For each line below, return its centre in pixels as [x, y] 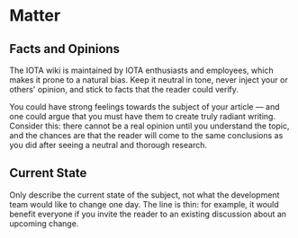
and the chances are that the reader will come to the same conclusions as [146, 135]
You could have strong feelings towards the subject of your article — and [145, 107]
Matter [35, 16]
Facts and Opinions [64, 49]
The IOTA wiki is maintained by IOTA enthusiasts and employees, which [141, 70]
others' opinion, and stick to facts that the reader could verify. [124, 89]
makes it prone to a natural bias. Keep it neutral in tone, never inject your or [149, 80]
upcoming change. [44, 223]
